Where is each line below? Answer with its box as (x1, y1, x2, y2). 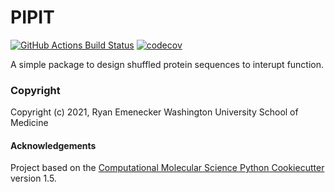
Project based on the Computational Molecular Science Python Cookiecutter (10, 162, 325, 174)
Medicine (10, 117, 49, 129)
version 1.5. (10, 172, 57, 185)
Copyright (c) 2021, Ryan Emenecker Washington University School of (10, 106, 299, 118)
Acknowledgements (10, 139, 97, 151)
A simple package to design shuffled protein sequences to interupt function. (10, 58, 325, 70)
